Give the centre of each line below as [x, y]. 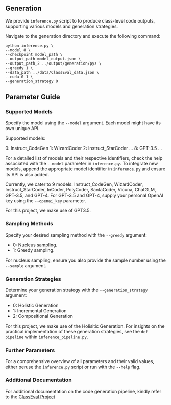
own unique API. [22, 128]
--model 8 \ [18, 50]
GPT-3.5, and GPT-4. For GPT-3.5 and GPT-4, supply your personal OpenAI [84, 195]
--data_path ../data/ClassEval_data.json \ [52, 72]
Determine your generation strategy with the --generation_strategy [77, 290]
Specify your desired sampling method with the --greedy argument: [76, 235]
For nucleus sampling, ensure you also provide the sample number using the [86, 260]
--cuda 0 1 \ [19, 77]
